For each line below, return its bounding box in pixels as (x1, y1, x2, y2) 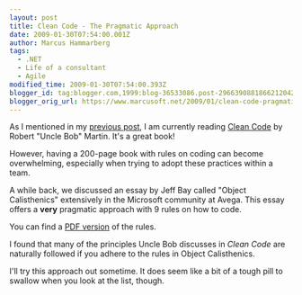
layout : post (9, 13, 58, 22)
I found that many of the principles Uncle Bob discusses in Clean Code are (9, 239, 286, 250)
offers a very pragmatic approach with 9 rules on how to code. (9, 204, 243, 215)
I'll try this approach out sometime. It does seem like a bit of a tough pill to (9, 266, 283, 277)
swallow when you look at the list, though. (9, 275, 164, 286)
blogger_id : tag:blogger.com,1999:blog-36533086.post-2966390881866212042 (9, 88, 296, 97)
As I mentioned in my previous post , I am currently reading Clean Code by (9, 121, 283, 132)
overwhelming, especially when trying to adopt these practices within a (9, 158, 273, 169)
